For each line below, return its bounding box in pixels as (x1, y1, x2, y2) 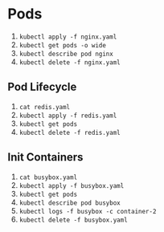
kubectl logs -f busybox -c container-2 (18, 207, 157, 215)
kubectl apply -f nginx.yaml (18, 33, 117, 41)
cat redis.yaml (18, 103, 71, 111)
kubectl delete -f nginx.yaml (18, 58, 121, 67)
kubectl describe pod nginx (18, 50, 113, 58)
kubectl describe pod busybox (18, 198, 121, 207)
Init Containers (7, 150, 84, 165)
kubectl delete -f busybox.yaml (18, 216, 128, 224)
